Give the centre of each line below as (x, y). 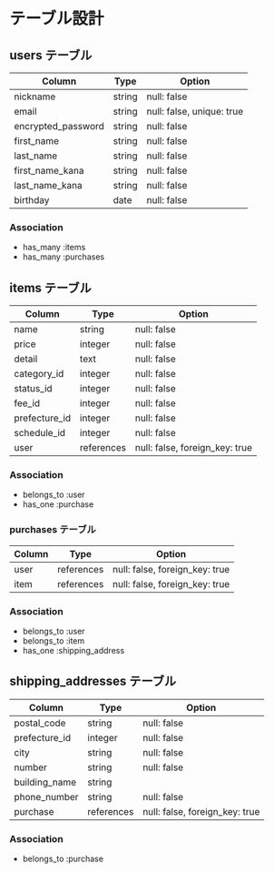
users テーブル (51, 55)
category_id (39, 374)
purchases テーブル (53, 530)
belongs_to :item (54, 641)
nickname (35, 96)
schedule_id (40, 433)
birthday (32, 200)
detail (26, 359)
